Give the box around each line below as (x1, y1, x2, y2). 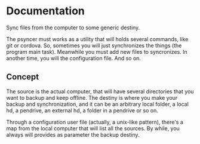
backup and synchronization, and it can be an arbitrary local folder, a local (6, 100, 189, 108)
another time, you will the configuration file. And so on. (6, 54, 141, 62)
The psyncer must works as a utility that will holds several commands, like (6, 35, 189, 42)
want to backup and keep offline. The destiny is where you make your (6, 94, 178, 101)
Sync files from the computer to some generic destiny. (6, 24, 140, 31)
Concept (6, 72, 39, 82)
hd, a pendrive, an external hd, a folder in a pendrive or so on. (6, 106, 158, 114)
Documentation (6, 4, 85, 18)
